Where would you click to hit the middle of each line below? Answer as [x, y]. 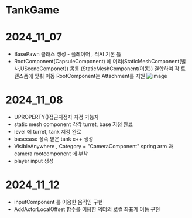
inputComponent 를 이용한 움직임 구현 [58, 202]
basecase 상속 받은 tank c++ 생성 [54, 139]
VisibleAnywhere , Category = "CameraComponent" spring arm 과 [93, 147]
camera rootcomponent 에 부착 [51, 154]
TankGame [32, 10]
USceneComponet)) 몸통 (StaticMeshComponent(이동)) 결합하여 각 [100, 69]
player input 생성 [34, 161]
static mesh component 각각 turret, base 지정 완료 [73, 124]
